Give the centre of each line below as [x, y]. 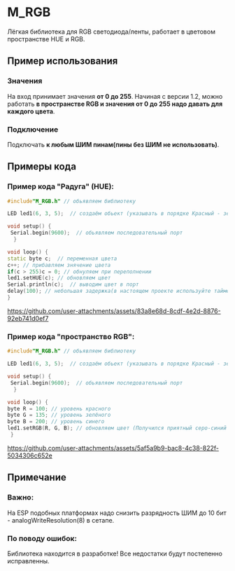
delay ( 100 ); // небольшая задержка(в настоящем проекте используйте [109, 291]
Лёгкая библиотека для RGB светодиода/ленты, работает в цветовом [111, 32]
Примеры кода [42, 166]
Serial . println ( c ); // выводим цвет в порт [73, 284]
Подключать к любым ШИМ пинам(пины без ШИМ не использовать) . [113, 144]
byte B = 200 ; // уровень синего [56, 422]
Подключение [33, 129]
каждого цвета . [31, 111]
